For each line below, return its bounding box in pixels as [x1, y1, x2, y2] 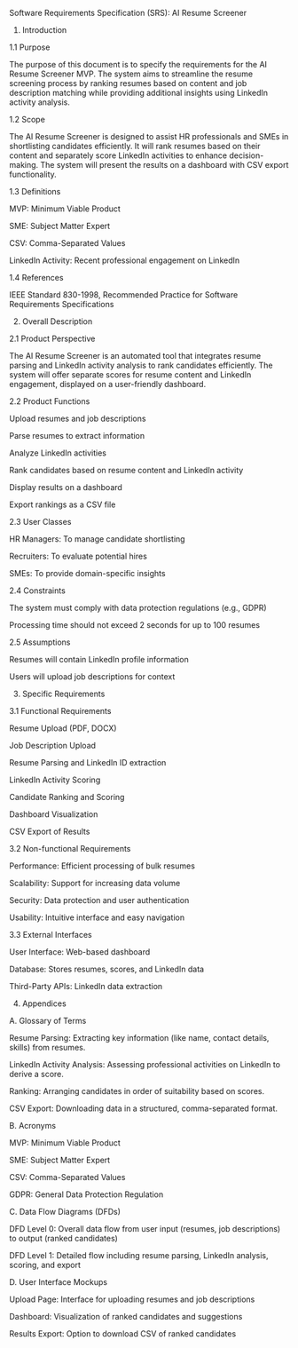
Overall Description [21, 316, 93, 327]
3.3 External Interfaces [9, 930, 92, 940]
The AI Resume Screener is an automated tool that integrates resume [9, 351, 262, 361]
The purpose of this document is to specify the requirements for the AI [9, 59, 268, 69]
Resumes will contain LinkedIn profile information [9, 654, 189, 664]
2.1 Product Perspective [9, 333, 96, 344]
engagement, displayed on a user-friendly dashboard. [9, 379, 207, 389]
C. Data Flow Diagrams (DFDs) [9, 1207, 122, 1217]
